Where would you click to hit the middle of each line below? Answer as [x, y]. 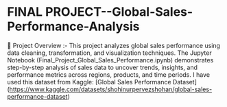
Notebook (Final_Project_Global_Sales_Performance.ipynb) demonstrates [110, 60]
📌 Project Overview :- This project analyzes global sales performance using [114, 45]
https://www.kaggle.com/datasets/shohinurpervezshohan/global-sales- [111, 89]
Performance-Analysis [73, 26]
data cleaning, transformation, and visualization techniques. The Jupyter [109, 53]
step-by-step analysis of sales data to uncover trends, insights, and [102, 67]
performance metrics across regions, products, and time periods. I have [109, 74]
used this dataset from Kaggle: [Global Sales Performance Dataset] [102, 82]
